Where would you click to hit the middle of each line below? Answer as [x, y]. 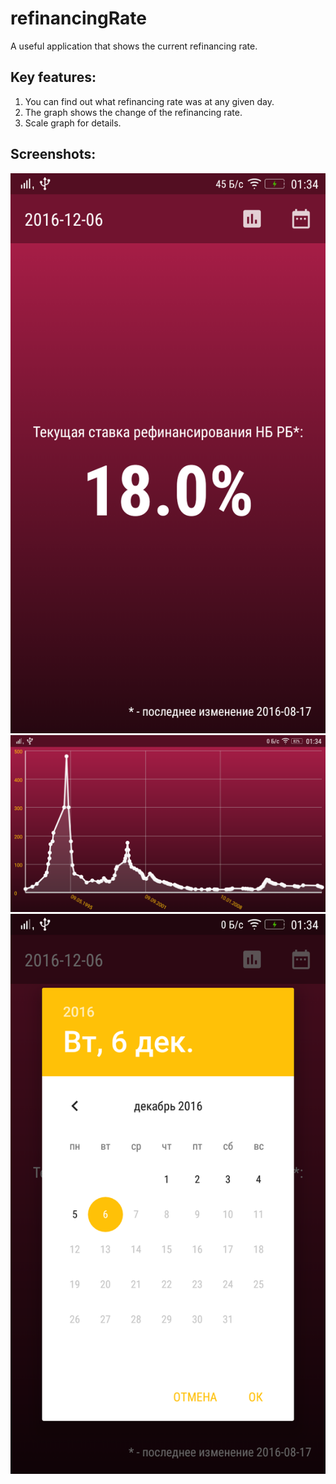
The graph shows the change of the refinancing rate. [133, 112]
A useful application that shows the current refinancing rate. [134, 46]
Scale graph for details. [73, 123]
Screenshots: [53, 154]
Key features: [53, 77]
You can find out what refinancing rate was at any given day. [149, 101]
